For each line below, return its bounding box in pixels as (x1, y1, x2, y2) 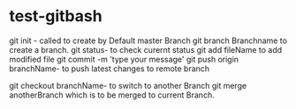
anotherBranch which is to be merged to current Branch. (9, 90, 215, 100)
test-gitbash (9, 6, 103, 26)
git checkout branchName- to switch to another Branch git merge (9, 80, 247, 91)
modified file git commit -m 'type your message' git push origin (9, 54, 239, 64)
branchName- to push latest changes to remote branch (9, 63, 210, 74)
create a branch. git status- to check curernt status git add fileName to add (9, 44, 283, 54)
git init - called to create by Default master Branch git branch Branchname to (9, 35, 287, 46)
